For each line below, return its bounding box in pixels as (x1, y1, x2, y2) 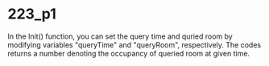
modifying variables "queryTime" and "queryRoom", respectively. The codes (7, 39, 262, 49)
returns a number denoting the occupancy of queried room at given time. (7, 48, 250, 58)
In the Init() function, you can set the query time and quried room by (7, 31, 233, 41)
